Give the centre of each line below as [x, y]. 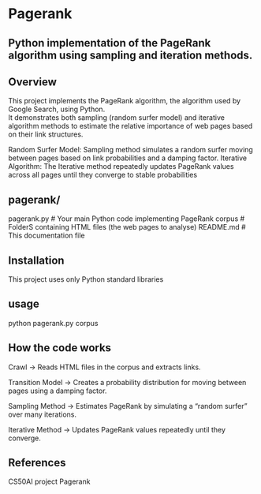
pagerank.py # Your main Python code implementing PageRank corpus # [127, 219]
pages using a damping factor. [58, 391]
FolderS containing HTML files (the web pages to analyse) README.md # [127, 227]
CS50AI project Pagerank [49, 481]
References [37, 463]
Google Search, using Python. [57, 109]
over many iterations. [43, 414]
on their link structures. [46, 134]
